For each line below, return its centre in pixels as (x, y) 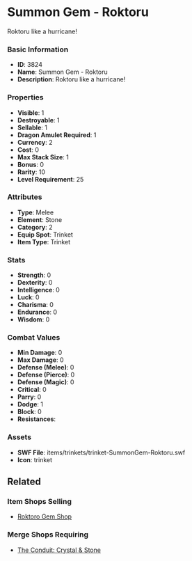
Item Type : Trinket (44, 242)
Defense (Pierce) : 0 (46, 375)
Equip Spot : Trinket (45, 235)
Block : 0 (29, 412)
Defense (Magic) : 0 (46, 382)
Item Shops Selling (39, 502)
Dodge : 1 (30, 404)
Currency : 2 (35, 142)
